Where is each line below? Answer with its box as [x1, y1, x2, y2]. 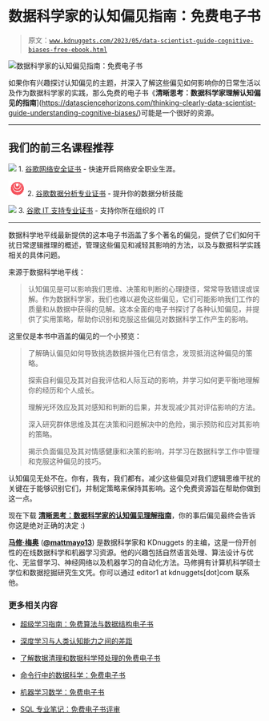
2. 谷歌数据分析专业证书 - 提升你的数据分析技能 [26, 188, 183, 198]
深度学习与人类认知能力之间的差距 [19, 636, 133, 646]
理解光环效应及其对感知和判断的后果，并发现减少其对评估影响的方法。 [27, 402, 260, 412]
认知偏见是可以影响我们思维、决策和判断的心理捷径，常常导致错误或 [27, 284, 253, 293]
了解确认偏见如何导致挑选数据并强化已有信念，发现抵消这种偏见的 [27, 348, 246, 357]
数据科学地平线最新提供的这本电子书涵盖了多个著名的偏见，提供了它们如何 [8, 230, 254, 240]
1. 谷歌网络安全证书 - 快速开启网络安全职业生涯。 [18, 163, 180, 173]
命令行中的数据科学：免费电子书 [19, 671, 126, 680]
